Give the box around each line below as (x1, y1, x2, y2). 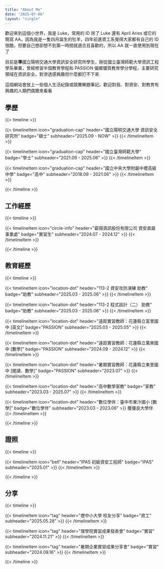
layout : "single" (5, 16, 41, 21)
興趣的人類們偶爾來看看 (5, 88, 52, 94)
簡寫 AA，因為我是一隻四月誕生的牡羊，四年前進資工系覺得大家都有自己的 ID (5, 36, 159, 42)
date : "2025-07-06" (5, 12, 45, 17)
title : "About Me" (5, 7, 42, 12)
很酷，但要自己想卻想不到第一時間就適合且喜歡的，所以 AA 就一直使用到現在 (5, 43, 159, 48)
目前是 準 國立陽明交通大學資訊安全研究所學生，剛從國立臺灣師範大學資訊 (5, 59, 150, 65)
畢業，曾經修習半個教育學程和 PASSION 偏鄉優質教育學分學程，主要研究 (13, 65, 159, 71)
